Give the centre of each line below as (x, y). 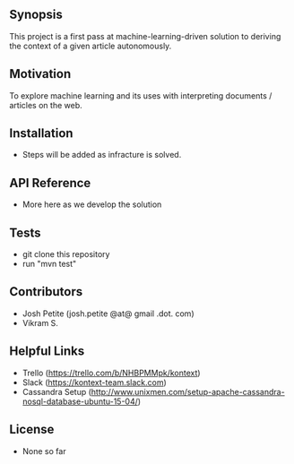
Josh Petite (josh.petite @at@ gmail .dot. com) (108, 314)
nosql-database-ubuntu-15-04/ (80, 401)
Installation (41, 133)
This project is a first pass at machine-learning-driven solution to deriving (145, 36)
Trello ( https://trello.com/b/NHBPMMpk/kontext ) (111, 373)
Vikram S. (40, 322)
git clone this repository (66, 254)
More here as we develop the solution (92, 204)
